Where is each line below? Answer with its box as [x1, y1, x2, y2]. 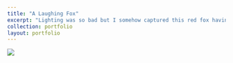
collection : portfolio [7, 23, 73, 30]
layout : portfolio [7, 29, 60, 37]
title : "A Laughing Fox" [7, 10, 79, 17]
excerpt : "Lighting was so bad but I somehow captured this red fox [7, 17, 209, 24]
